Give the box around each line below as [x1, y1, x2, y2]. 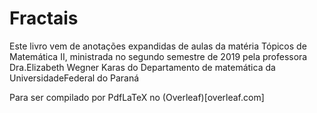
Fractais [9, 7, 79, 30]
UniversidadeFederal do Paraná [9, 72, 140, 84]
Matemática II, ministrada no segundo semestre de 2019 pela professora [9, 50, 308, 62]
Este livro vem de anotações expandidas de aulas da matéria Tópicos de [9, 40, 307, 52]
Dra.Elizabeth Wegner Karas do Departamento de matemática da [9, 61, 276, 73]
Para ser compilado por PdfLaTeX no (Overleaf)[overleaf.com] [9, 91, 265, 103]
